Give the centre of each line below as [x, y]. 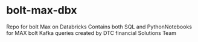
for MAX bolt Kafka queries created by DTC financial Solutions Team [91, 33]
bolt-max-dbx [42, 10]
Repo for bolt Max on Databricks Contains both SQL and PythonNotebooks [99, 27]
